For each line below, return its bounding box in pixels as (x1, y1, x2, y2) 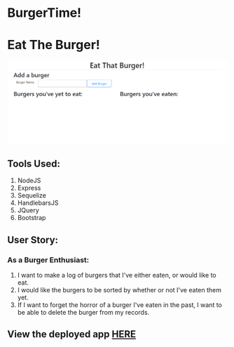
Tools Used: (7, 158, 61, 170)
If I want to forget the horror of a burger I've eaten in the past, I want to (17, 301, 222, 309)
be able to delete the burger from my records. (17, 308, 150, 317)
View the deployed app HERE (7, 328, 137, 341)
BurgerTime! (7, 5, 82, 21)
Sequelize (17, 191, 47, 200)
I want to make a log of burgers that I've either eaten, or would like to (17, 271, 216, 280)
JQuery (17, 206, 40, 215)
